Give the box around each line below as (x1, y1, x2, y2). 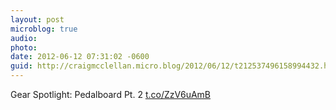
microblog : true (10, 24, 78, 34)
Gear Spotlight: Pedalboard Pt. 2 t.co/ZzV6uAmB (10, 89, 212, 100)
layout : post (10, 14, 65, 25)
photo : (10, 42, 38, 53)
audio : (10, 33, 38, 43)
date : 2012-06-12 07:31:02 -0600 (10, 52, 150, 62)
